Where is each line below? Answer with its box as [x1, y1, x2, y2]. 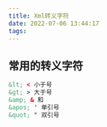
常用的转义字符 [8, 58, 83, 73]
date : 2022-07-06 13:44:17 [8, 19, 100, 28]
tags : [8, 27, 27, 35]
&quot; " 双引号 [8, 111, 60, 119]
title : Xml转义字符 [8, 11, 70, 20]
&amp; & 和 [8, 95, 45, 104]
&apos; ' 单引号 [8, 103, 60, 112]
